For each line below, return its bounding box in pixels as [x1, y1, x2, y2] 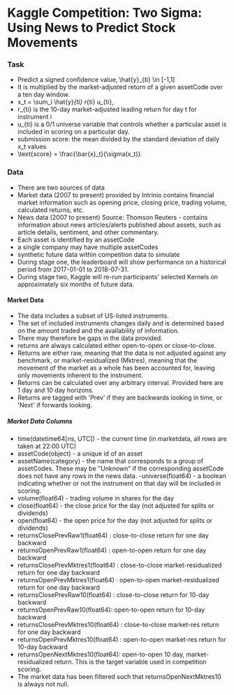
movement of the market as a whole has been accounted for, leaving [17, 363, 215, 372]
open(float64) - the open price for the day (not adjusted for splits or [17, 516, 213, 524]
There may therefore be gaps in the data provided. [17, 334, 163, 342]
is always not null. [17, 680, 69, 688]
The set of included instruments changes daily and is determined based [17, 318, 225, 327]
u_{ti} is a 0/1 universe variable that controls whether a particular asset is [17, 120, 227, 129]
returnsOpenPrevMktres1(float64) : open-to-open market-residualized [17, 575, 220, 584]
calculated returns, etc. [17, 205, 85, 214]
